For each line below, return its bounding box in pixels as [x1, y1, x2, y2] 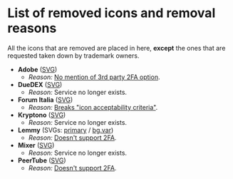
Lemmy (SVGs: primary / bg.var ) [17, 126, 114, 134]
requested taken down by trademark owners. [7, 51, 140, 60]
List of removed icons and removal [7, 5, 216, 21]
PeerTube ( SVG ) [17, 155, 66, 165]
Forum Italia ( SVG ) [17, 95, 73, 104]
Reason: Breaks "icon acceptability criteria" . [28, 103, 158, 111]
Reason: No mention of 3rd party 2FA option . [28, 73, 160, 81]
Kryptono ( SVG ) [17, 111, 66, 119]
